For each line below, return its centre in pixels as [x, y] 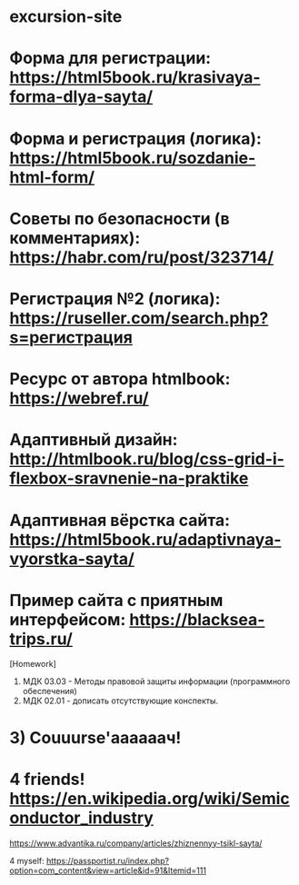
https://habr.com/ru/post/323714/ [142, 257]
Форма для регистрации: [110, 59]
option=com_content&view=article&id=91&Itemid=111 [108, 870]
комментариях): [75, 238]
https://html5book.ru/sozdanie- [133, 158]
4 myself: [27, 860]
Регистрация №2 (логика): [115, 298]
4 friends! [47, 779]
